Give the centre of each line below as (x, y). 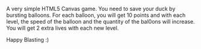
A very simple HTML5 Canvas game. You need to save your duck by (91, 9)
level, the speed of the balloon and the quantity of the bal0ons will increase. (101, 21)
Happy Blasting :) (28, 40)
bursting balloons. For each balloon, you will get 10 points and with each (96, 15)
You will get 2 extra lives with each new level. (62, 28)
